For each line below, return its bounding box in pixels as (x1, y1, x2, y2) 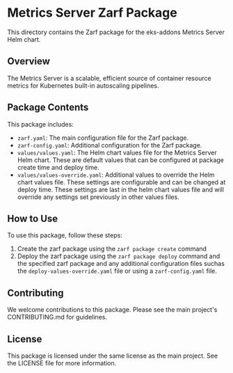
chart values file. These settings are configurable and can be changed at (17, 177, 226, 186)
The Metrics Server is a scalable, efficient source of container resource (7, 74, 211, 82)
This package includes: (7, 120, 74, 128)
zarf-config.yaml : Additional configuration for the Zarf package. (17, 141, 202, 149)
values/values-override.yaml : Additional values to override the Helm (17, 170, 215, 179)
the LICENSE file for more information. (7, 359, 117, 367)
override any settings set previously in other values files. (17, 193, 179, 201)
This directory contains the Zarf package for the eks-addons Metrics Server (7, 28, 225, 36)
